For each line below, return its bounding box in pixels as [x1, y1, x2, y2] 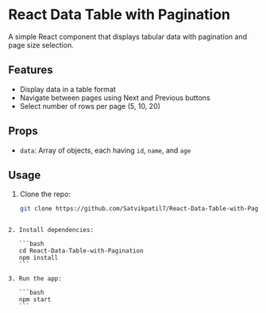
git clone [19, 205, 53, 213]
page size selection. [8, 40, 74, 49]
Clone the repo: [19, 189, 71, 199]
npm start [18, 296, 52, 303]
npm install [18, 254, 59, 262]
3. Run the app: [8, 275, 62, 283]
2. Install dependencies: [8, 226, 94, 234]
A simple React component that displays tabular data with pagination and [8, 32, 248, 41]
